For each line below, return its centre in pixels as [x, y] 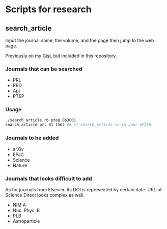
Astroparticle [26, 221]
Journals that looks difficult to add [49, 179]
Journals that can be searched [44, 69]
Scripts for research [48, 9]
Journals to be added [32, 138]
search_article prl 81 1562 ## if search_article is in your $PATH [78, 125]
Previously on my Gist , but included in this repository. [61, 56]
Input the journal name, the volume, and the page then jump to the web [80, 40]
